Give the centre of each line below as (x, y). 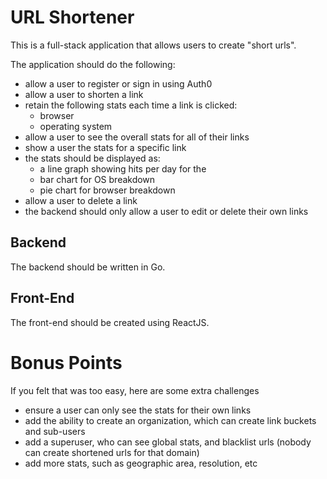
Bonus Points (66, 362)
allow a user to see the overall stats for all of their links (137, 137)
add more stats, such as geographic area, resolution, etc (141, 463)
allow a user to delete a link (81, 200)
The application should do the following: (93, 64)
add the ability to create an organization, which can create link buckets (170, 420)
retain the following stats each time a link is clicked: (131, 105)
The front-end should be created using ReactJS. (110, 322)
